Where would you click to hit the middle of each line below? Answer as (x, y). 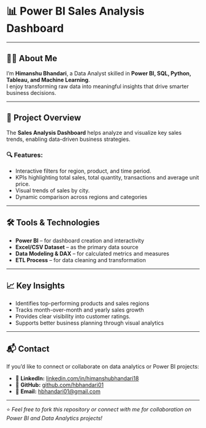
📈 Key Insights (36, 286)
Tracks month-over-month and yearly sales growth (79, 310)
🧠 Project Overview (44, 118)
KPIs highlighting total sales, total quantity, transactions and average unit (107, 177)
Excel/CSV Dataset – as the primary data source (77, 247)
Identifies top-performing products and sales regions (82, 304)
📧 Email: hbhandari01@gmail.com (58, 391)
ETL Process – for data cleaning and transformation (80, 260)
